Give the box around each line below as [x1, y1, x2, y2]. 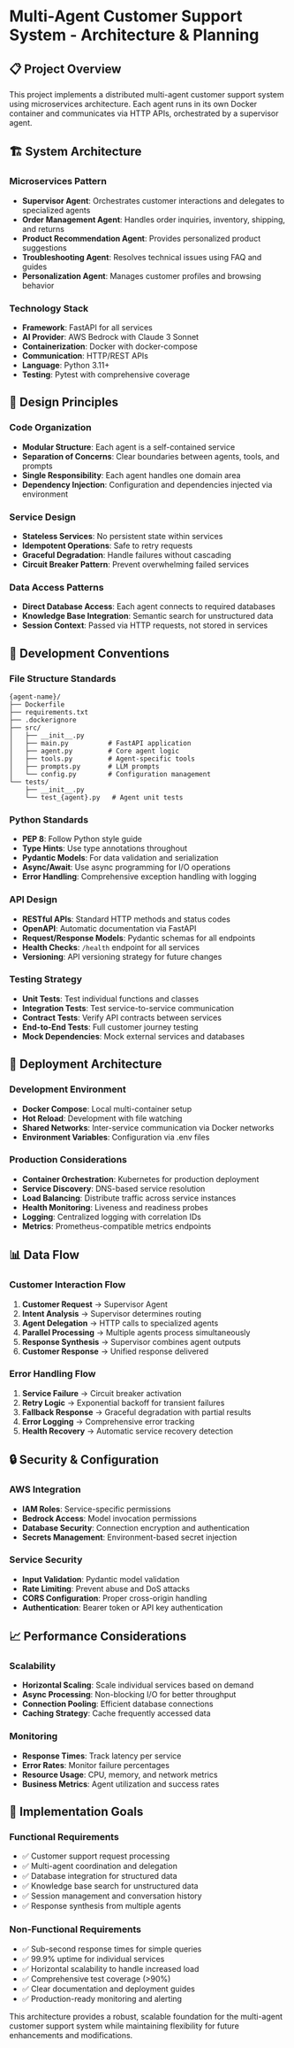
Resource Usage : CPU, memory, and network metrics [21, 1769, 218, 1780]
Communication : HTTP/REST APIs [21, 350, 148, 360]
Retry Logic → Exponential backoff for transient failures [21, 1397, 225, 1408]
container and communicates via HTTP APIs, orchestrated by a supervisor [9, 108, 279, 119]
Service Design [9, 511, 77, 523]
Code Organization [9, 421, 92, 434]
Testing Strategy [9, 973, 82, 985]
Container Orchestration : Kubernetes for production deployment [21, 1173, 260, 1184]
